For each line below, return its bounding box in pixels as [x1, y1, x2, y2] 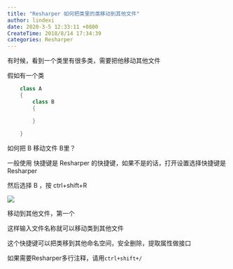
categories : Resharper [7, 36, 73, 43]
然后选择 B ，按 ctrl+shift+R [7, 181, 87, 190]
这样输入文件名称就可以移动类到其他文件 [7, 224, 124, 233]
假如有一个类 [7, 71, 44, 80]
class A [20, 85, 42, 92]
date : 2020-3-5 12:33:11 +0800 [7, 23, 99, 30]
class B [32, 98, 55, 105]
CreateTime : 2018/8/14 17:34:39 [7, 29, 101, 37]
